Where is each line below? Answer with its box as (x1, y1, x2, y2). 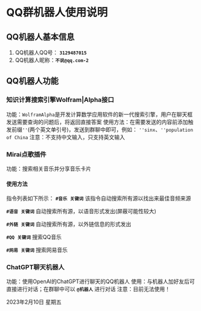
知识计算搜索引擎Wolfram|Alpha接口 (6, 95, 114, 104)
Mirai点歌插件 (6, 150, 47, 159)
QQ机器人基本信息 (6, 32, 74, 42)
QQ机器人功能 (6, 76, 59, 86)
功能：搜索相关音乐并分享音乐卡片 (6, 165, 91, 172)
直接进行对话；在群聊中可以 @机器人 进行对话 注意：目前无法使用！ (6, 285, 171, 293)
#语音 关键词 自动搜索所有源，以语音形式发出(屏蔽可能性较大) (6, 208, 156, 215)
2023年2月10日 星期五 (6, 298, 62, 306)
